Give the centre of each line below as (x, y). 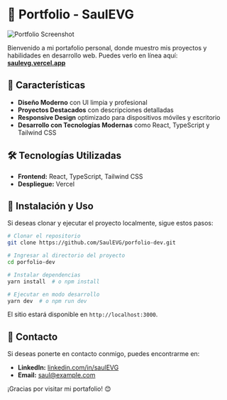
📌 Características (46, 85)
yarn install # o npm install (54, 282)
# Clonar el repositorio (44, 236)
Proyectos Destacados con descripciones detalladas (95, 110)
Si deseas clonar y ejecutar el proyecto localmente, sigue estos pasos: (110, 223)
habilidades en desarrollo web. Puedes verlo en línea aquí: (93, 55)
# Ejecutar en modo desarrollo (54, 294)
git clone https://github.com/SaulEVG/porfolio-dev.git (92, 243)
